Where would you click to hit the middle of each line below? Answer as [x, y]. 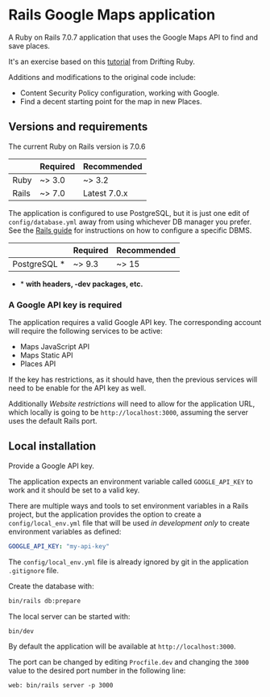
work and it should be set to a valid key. [74, 490]
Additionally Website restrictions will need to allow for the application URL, [132, 404]
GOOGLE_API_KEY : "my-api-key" [59, 546]
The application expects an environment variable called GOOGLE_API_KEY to [131, 481]
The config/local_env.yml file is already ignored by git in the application [129, 562]
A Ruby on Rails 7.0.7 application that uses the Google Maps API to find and [133, 37]
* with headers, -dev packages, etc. [81, 284]
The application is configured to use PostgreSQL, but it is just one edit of [129, 213]
